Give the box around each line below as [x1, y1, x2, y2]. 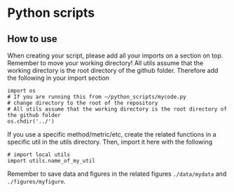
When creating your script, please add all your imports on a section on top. [7, 51, 223, 60]
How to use [7, 33, 57, 45]
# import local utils [7, 151, 71, 158]
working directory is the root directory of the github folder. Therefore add [7, 67, 219, 74]
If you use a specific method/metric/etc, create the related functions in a [7, 130, 216, 138]
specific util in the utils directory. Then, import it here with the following [7, 138, 213, 146]
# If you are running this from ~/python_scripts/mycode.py [7, 93, 187, 100]
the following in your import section [7, 74, 110, 82]
